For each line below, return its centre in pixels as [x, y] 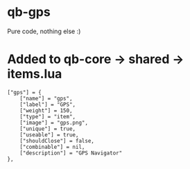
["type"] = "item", [48, 116]
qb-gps [29, 12]
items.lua [35, 74]
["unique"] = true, [48, 129]
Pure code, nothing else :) [44, 31]
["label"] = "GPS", [48, 105]
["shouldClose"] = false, [57, 141]
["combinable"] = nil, [52, 147]
